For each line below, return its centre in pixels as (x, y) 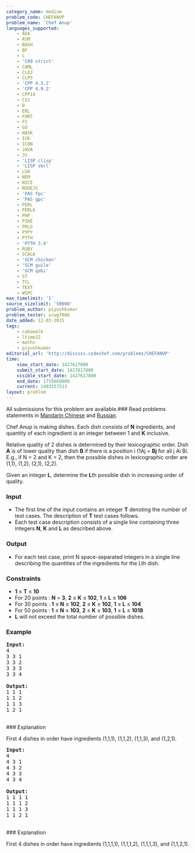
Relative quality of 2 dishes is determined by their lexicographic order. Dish (97, 445)
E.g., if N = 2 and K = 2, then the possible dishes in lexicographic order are (97, 457)
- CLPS (25, 78)
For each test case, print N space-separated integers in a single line (97, 557)
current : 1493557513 (42, 387)
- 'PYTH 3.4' (33, 243)
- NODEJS (27, 188)
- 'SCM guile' (34, 265)
